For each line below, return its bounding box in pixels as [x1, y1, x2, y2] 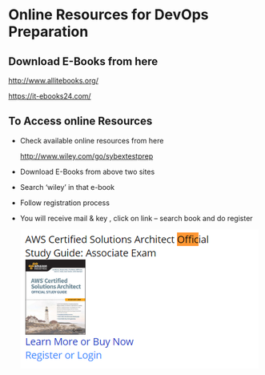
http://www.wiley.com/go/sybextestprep [19, 151, 154, 161]
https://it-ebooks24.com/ [8, 91, 91, 101]
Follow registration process [19, 198, 110, 208]
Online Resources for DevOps [8, 6, 209, 24]
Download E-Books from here [8, 54, 159, 68]
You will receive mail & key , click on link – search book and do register [19, 213, 254, 223]
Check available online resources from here [19, 135, 164, 145]
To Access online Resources [8, 115, 153, 128]
